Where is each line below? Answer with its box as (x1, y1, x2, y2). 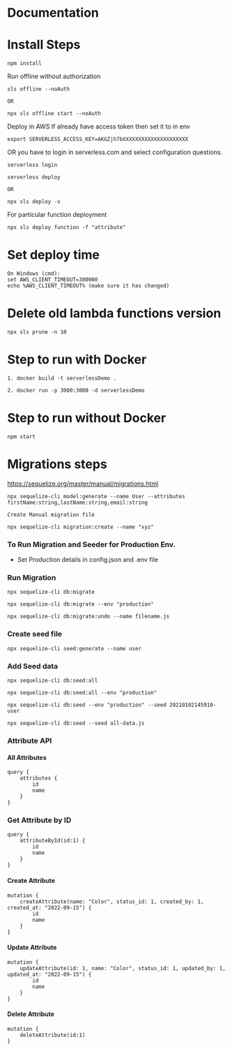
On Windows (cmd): (7, 270, 61, 277)
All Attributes (7, 753, 47, 761)
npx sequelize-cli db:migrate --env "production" (7, 601, 155, 608)
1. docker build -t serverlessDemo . (7, 375, 117, 382)
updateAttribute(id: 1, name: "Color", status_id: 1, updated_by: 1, (20, 964, 226, 971)
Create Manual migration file (7, 511, 95, 518)
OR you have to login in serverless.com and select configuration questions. (7, 148, 223, 156)
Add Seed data (7, 661, 59, 671)
